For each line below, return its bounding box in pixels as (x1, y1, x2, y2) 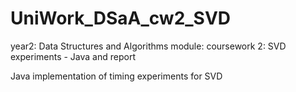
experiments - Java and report (10, 50, 136, 62)
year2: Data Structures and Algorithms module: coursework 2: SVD (10, 40, 287, 52)
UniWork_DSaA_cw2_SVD (10, 7, 232, 30)
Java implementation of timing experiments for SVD (10, 70, 223, 82)
